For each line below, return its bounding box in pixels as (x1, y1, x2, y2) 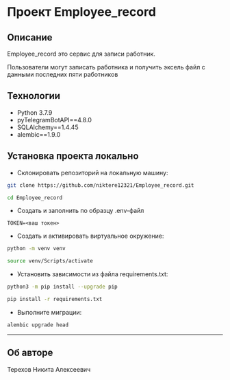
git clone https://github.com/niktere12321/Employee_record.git (7, 181, 194, 189)
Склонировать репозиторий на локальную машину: (16, 168, 168, 177)
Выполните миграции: (16, 308, 82, 316)
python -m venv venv (7, 245, 66, 252)
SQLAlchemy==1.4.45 (16, 123, 79, 131)
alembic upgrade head (7, 321, 69, 328)
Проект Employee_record (7, 4, 156, 20)
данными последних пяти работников (7, 70, 118, 78)
